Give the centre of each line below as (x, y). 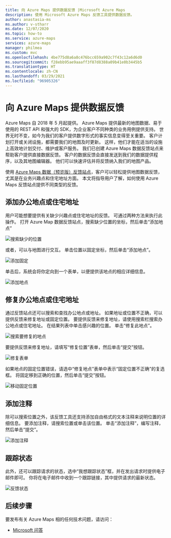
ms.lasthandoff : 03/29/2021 (35, 76)
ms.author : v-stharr (27, 24)
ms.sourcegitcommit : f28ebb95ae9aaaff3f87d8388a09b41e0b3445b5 (74, 62)
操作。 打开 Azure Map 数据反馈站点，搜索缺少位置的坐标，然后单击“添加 (82, 221)
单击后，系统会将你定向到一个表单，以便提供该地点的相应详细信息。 (77, 271)
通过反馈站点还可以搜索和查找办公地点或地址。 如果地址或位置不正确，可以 (84, 313)
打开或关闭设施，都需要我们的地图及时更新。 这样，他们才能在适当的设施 (86, 142)
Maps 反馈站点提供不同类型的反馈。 (43, 184)
